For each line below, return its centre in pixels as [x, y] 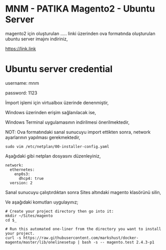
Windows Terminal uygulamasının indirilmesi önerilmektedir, [67, 122]
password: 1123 [21, 93]
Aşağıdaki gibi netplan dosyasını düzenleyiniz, [53, 156]
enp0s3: [22, 174]
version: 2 [21, 183]
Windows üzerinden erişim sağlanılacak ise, [51, 112]
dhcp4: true [31, 178]
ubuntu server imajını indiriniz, [37, 39]
